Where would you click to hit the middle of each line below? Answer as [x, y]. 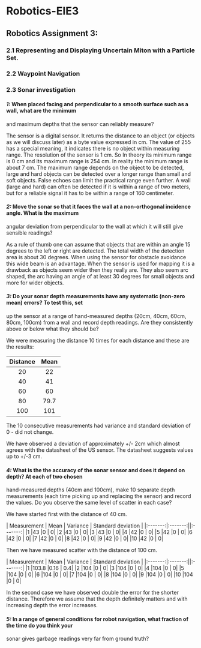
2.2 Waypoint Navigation [43, 74]
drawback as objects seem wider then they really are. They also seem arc [97, 270]
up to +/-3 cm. [24, 456]
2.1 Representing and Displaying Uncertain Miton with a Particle [100, 50]
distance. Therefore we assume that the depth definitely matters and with [97, 599]
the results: [20, 347]
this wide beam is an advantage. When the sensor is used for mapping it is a [100, 263]
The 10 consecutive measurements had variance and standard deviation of [98, 425]
